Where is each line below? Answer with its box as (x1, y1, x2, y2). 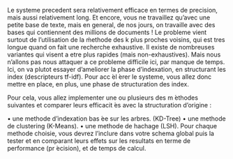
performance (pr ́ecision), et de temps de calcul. (7, 144, 146, 152)
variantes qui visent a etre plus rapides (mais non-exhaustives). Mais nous (7, 50, 221, 59)
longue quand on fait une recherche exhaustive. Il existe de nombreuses (7, 43, 215, 51)
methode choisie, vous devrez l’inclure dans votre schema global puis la (7, 129, 215, 137)
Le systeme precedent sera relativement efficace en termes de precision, (7, 6, 218, 14)
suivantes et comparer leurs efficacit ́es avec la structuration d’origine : (7, 101, 211, 109)
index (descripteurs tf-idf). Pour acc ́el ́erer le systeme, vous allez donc (7, 73, 212, 81)
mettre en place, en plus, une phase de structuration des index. (7, 80, 190, 88)
